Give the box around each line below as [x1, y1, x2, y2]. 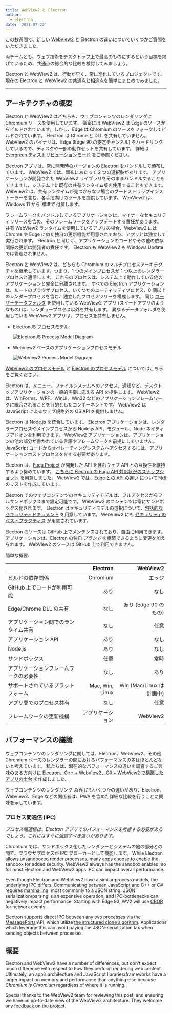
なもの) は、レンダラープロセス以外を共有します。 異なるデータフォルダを [5, 306, 161, 313]
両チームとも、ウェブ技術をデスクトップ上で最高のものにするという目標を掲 [5, 54, 167, 60]
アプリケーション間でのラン [8, 619, 75, 626]
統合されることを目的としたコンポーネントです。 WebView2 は [14, 402, 147, 408]
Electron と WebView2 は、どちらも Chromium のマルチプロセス [5, 261, 141, 268]
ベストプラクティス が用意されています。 [5, 518, 91, 524]
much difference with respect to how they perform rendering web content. [5, 965, 162, 971]
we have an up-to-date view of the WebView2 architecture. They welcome [5, 997, 162, 1003]
